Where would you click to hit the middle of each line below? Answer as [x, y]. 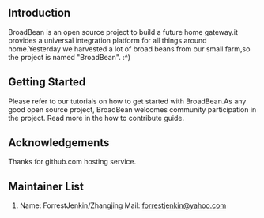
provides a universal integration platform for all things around [107, 40]
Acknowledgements [59, 143]
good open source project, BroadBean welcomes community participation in [132, 109]
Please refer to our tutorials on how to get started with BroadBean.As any [127, 101]
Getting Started [47, 82]
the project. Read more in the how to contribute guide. [96, 118]
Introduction [40, 13]
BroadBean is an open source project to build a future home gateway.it [123, 32]
